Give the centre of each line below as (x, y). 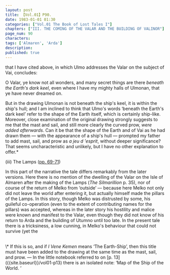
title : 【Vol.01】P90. (28, 15)
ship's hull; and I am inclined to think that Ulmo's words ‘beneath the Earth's (84, 108)
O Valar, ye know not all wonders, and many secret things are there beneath (84, 82)
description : (19, 48)
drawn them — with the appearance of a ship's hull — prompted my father (83, 135)
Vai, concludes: (21, 72)
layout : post (19, 10)
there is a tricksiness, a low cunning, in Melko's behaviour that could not (81, 226)
